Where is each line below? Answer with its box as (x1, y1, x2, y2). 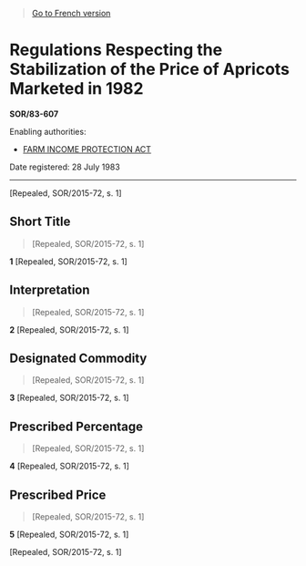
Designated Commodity (9, 350, 148, 365)
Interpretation (9, 283, 90, 298)
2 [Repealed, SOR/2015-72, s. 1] (9, 324, 129, 335)
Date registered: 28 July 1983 (9, 161, 120, 172)
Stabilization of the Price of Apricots (9, 59, 290, 80)
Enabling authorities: (9, 126, 87, 137)
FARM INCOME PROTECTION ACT (22, 143, 152, 154)
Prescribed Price (9, 487, 107, 502)
